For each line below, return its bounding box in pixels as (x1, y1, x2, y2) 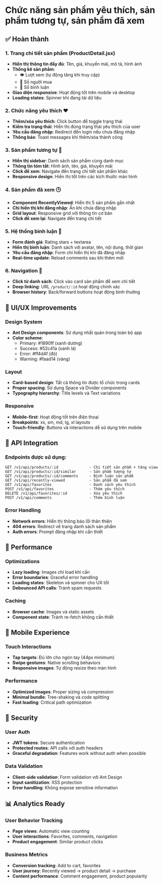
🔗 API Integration (5, 439, 58, 447)
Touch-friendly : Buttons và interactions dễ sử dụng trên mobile (12, 424, 142, 430)
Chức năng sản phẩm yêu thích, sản (5, 4, 156, 16)
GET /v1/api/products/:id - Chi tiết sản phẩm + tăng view (5, 465, 158, 470)
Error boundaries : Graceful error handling (12, 574, 98, 580)
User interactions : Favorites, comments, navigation (12, 833, 118, 839)
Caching (5, 598, 26, 605)
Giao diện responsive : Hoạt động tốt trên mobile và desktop (12, 89, 135, 95)
